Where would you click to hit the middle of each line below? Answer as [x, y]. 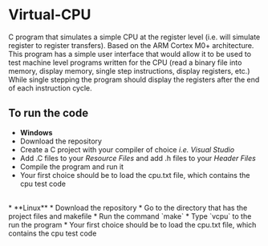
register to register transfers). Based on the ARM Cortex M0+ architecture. [131, 45]
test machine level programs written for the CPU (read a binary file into [125, 63]
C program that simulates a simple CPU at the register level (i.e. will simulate [134, 37]
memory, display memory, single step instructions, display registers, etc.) [129, 71]
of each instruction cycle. [50, 88]
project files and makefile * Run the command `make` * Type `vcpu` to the [130, 216]
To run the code [49, 113]
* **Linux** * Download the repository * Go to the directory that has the [128, 208]
